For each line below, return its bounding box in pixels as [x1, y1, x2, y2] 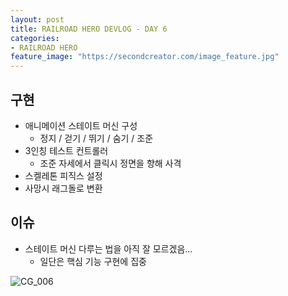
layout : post [10, 14, 65, 25]
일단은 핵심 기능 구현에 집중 [39, 255, 147, 267]
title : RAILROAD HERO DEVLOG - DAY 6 [10, 24, 168, 34]
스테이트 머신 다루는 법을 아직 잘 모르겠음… [24, 242, 193, 255]
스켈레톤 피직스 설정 [24, 169, 103, 181]
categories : [10, 33, 60, 43]
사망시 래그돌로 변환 [24, 182, 103, 194]
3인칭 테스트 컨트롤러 [24, 144, 109, 156]
